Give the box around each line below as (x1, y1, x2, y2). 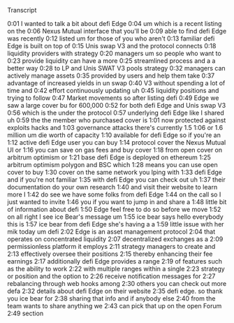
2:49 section (7, 309, 44, 317)
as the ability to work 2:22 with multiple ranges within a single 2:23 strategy (7, 265, 225, 273)
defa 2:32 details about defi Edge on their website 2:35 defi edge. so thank (7, 287, 224, 295)
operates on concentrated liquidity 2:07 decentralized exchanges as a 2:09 (7, 235, 224, 243)
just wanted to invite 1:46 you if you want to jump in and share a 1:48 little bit (7, 198, 227, 206)
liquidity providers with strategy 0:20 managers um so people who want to (7, 49, 221, 57)
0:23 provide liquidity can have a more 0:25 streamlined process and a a (7, 57, 216, 65)
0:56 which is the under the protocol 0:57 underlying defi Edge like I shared (7, 108, 225, 117)
